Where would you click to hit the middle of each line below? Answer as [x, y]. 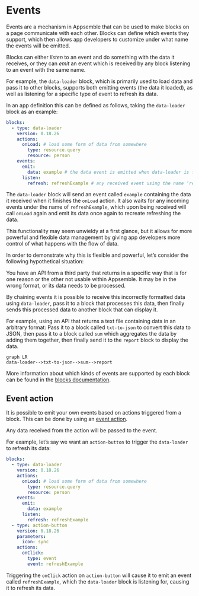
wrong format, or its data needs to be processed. [66, 286]
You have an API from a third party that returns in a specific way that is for [97, 273]
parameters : [31, 536]
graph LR [17, 357]
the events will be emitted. [38, 46]
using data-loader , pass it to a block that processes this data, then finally [95, 304]
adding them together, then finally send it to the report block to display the [97, 340]
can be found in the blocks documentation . [59, 380]
